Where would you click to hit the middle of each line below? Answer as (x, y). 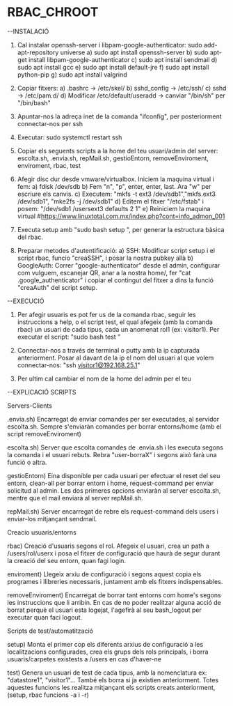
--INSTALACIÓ (28, 31)
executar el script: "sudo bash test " (69, 337)
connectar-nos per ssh (50, 123)
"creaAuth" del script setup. (57, 287)
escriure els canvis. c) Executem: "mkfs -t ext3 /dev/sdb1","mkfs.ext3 (116, 194)
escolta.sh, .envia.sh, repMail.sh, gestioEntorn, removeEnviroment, (113, 158)
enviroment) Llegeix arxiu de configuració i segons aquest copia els (104, 574)
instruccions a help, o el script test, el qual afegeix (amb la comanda (115, 322)
